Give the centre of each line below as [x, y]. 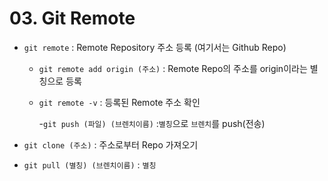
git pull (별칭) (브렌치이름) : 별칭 [90, 164]
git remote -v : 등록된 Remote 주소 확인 [119, 102]
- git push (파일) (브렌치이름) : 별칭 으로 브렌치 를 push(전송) [152, 123]
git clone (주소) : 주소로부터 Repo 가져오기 [111, 144]
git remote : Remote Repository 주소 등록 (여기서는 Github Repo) [155, 47]
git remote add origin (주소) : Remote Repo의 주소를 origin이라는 [173, 68]
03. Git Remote [72, 18]
